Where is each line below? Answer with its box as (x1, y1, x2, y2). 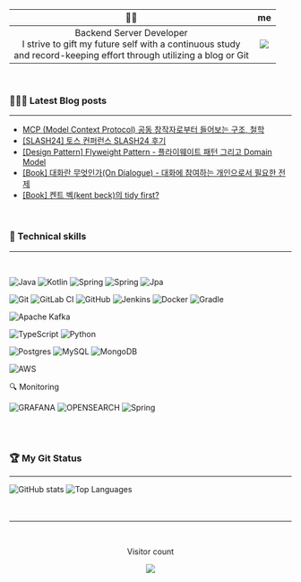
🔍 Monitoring (9, 381, 60, 392)
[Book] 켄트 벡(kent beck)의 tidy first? (21, 190, 159, 201)
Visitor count (126, 546, 175, 557)
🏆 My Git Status (9, 452, 82, 465)
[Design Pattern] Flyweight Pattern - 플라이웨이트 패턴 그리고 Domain (21, 147, 273, 158)
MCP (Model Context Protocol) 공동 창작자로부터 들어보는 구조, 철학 (21, 125, 265, 135)
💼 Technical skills (9, 230, 87, 243)
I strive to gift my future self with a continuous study (21, 38, 241, 50)
